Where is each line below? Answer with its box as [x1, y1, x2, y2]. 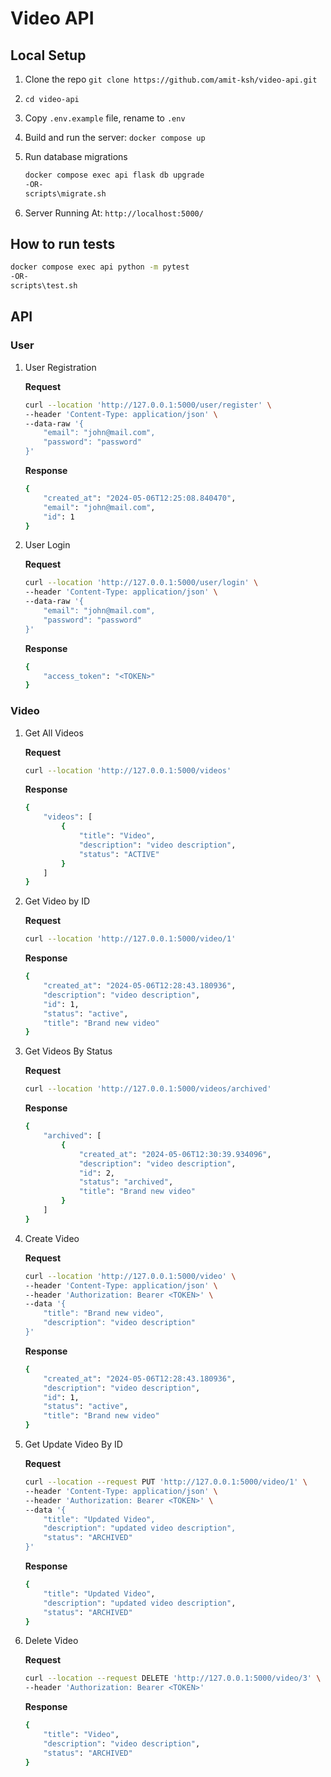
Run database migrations [24, 151, 128, 162]
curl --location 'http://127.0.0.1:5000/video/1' [24, 934, 237, 944]
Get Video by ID [24, 895, 91, 907]
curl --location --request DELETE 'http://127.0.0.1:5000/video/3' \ [24, 1673, 322, 1684]
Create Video [24, 1232, 80, 1244]
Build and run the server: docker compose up [24, 132, 206, 143]
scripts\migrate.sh [24, 188, 107, 199]
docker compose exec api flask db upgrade [24, 170, 205, 180]
